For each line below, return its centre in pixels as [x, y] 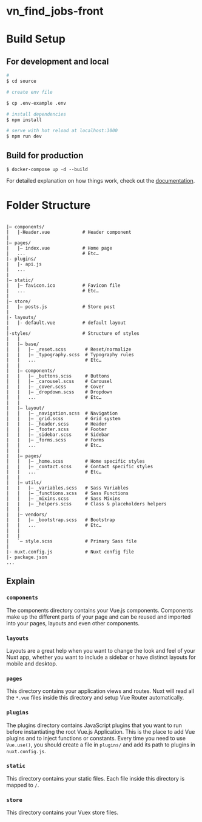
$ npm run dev [24, 136]
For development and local [58, 61]
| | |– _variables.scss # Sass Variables [68, 488]
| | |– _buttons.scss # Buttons [58, 376]
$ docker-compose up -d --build [47, 169]
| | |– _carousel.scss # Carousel [59, 381]
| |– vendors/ [27, 515]
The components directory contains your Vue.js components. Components [99, 610]
